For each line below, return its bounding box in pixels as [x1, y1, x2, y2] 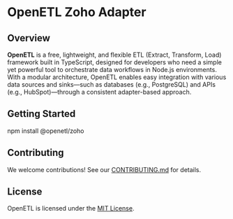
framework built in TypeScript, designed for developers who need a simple [7, 58, 222, 66]
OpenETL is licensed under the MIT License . [7, 204, 135, 213]
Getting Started [7, 108, 76, 120]
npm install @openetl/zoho [7, 127, 85, 135]
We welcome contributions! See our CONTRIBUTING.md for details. [7, 165, 202, 174]
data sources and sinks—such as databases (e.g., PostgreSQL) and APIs [7, 80, 216, 88]
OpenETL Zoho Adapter [7, 4, 146, 20]
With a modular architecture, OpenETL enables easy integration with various [7, 73, 227, 81]
